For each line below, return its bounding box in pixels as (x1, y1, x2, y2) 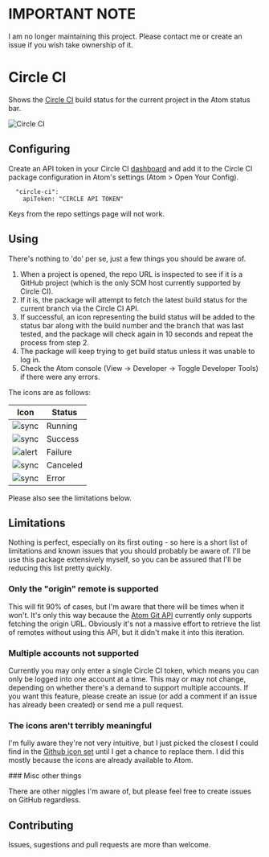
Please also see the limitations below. (8, 492, 132, 503)
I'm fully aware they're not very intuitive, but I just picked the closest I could (8, 738, 259, 748)
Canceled (47, 459, 83, 471)
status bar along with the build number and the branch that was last (19, 320, 244, 330)
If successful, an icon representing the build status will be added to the (19, 311, 255, 322)
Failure (47, 446, 72, 457)
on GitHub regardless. (8, 795, 81, 805)
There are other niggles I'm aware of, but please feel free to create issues (8, 786, 251, 797)
